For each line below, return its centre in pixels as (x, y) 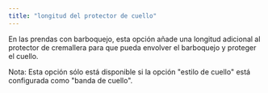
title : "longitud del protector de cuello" (83, 16)
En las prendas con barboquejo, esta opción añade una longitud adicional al (134, 39)
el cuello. (23, 56)
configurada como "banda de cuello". (71, 80)
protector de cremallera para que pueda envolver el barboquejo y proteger (132, 47)
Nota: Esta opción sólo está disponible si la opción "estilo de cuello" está (130, 72)
